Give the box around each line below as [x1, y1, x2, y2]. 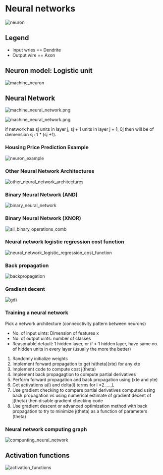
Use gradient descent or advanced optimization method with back [12, 403, 148, 409]
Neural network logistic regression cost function [5, 238, 125, 245]
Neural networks [5, 3, 76, 14]
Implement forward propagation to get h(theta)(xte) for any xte [12, 361, 140, 367]
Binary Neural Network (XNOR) [5, 215, 81, 222]
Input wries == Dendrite [12, 47, 61, 53]
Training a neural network [5, 309, 68, 316]
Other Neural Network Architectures [5, 167, 95, 174]
